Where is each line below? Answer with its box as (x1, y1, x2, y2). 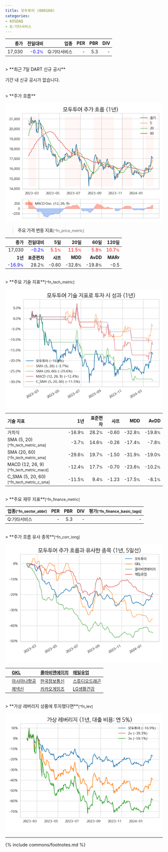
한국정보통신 (40, 678, 65, 684)
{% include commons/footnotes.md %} (5, 842, 86, 848)
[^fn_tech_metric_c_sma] (7, 480, 50, 485)
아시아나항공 (11, 678, 36, 684)
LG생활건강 (72, 685, 95, 692)
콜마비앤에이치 (40, 670, 69, 676)
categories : (5, 13, 30, 19)
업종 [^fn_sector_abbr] (7, 508, 47, 514)
